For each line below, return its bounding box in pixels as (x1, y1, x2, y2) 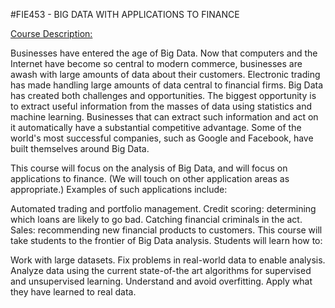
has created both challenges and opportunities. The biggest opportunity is (10, 90, 317, 101)
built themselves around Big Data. (10, 143, 150, 154)
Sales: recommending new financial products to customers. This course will (10, 224, 323, 236)
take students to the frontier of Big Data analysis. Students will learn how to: (10, 235, 323, 246)
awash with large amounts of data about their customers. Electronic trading (10, 69, 321, 80)
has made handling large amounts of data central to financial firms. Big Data (10, 79, 324, 91)
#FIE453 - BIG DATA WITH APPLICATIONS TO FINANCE (10, 9, 240, 20)
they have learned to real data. (10, 286, 137, 298)
